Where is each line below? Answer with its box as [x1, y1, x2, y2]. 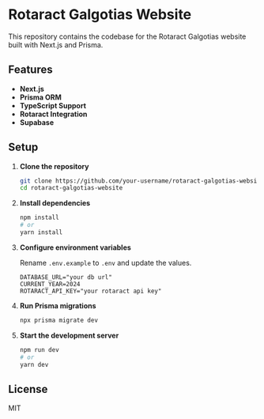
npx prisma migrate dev [19, 316, 99, 324]
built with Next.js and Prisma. [8, 40, 104, 49]
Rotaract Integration [19, 109, 88, 119]
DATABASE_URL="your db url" [19, 273, 112, 281]
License [8, 382, 48, 396]
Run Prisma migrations [19, 300, 96, 310]
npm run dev [19, 345, 59, 353]
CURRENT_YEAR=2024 [19, 280, 81, 288]
